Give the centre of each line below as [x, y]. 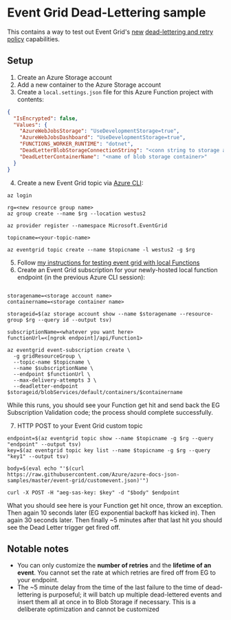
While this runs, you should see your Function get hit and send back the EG [113, 405]
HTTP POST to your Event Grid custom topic [80, 426]
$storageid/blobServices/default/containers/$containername [95, 392]
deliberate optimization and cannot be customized [88, 609]
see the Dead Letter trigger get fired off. [64, 527]
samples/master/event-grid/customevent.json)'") [78, 480]
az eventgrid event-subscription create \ [69, 350]
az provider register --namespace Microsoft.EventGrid [87, 225]
